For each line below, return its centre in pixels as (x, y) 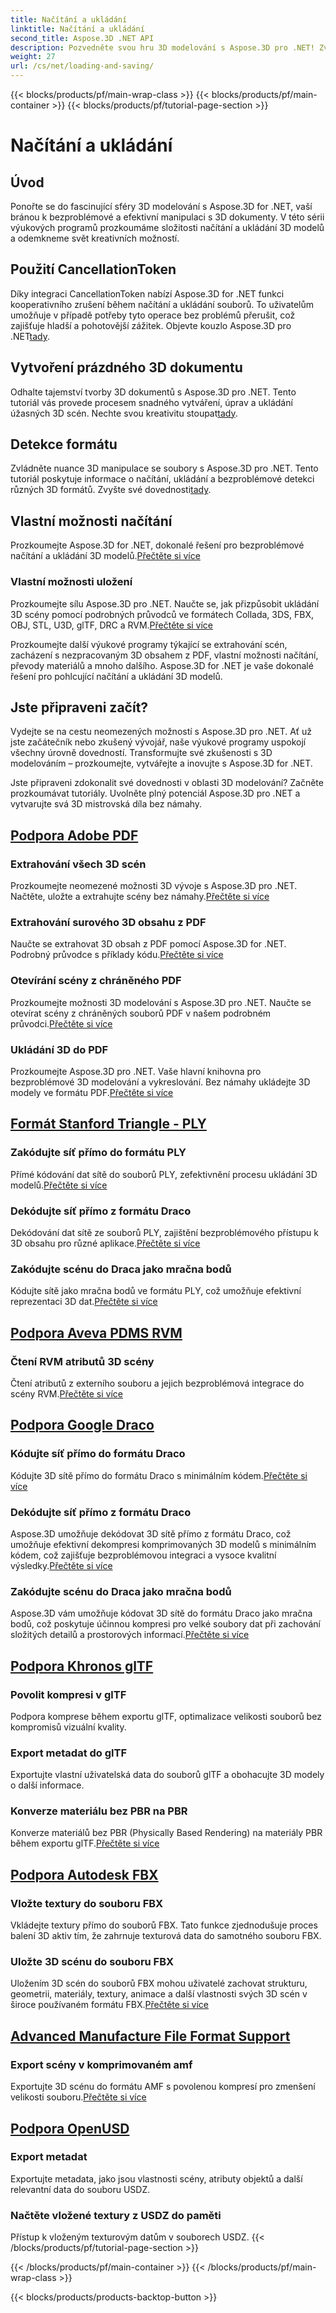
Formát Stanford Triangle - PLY (108, 1124)
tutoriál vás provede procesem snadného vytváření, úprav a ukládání (151, 402)
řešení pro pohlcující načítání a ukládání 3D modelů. (116, 676)
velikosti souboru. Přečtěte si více (78, 2097)
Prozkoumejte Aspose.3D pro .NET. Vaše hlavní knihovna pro (136, 1071)
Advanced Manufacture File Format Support (150, 2036)
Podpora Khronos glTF (82, 1666)
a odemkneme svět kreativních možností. (95, 238)
